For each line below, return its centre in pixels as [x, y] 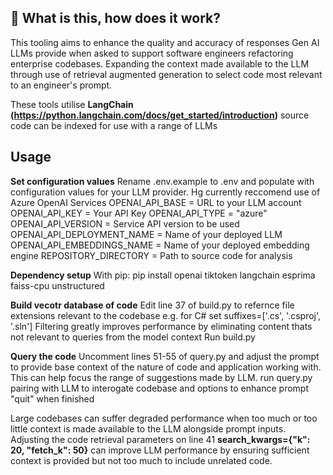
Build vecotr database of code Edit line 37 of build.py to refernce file [152, 305]
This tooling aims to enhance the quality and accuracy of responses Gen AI [165, 42]
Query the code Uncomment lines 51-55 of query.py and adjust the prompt [165, 356]
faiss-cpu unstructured [57, 285]
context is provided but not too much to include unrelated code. [141, 460]
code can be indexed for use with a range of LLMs [114, 125]
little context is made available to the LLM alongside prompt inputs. [148, 428]
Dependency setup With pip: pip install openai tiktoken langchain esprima [163, 275]
